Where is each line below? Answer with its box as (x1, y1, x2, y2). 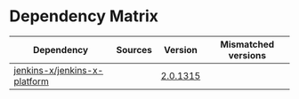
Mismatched (220, 38, 275, 50)
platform (13, 75, 49, 88)
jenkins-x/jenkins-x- (13, 64, 104, 76)
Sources (116, 43, 153, 56)
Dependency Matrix (9, 6, 158, 27)
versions (228, 49, 267, 61)
